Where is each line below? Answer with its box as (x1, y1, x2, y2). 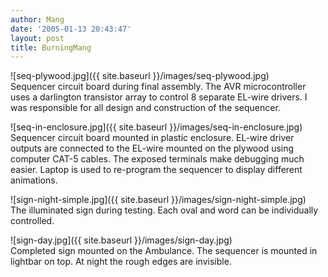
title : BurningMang (10, 42, 92, 53)
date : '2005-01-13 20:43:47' (10, 24, 132, 34)
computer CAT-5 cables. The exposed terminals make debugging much (10, 153, 305, 165)
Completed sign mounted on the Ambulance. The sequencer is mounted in (10, 245, 318, 257)
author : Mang (10, 14, 65, 25)
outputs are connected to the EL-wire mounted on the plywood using (10, 142, 295, 155)
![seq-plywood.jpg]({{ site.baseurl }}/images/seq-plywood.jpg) (10, 70, 270, 82)
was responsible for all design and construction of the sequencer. (10, 102, 281, 114)
